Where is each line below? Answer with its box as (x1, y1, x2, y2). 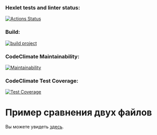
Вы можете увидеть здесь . (5, 124, 64, 130)
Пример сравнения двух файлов (5, 107, 152, 119)
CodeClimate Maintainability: (5, 53, 80, 60)
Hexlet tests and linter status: (5, 4, 80, 11)
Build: (5, 29, 20, 36)
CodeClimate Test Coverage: (5, 77, 79, 84)
